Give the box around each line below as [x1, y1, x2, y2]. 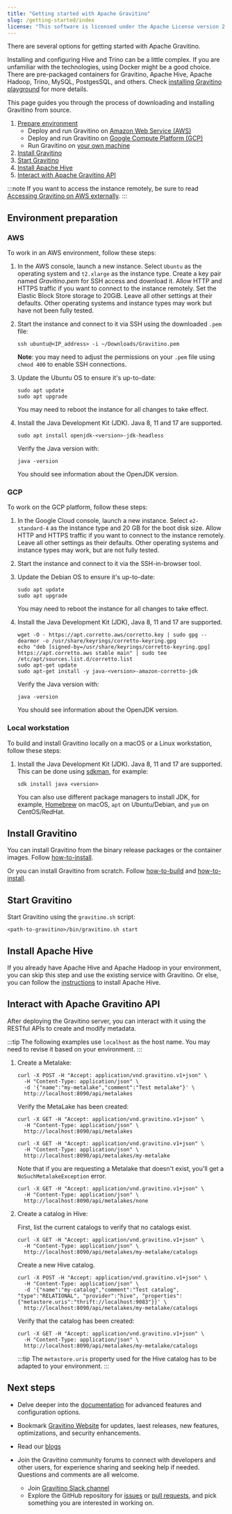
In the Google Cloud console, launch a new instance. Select [17, 517, 188, 525]
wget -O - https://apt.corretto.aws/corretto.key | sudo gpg [17, 631, 199, 639]
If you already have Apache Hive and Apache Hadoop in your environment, [7, 963, 222, 972]
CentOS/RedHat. [17, 807, 65, 816]
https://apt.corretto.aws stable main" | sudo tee [17, 650, 167, 657]
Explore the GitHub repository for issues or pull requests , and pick [27, 1491, 217, 1499]
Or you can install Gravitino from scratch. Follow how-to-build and [7, 867, 197, 875]
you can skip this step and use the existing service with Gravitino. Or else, [7, 971, 219, 979]
